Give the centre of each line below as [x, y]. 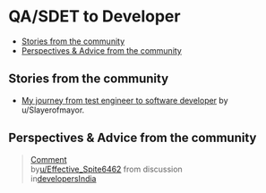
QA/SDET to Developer [94, 17]
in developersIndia [63, 178]
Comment [48, 159]
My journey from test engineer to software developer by [124, 100]
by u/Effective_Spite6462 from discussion [106, 169]
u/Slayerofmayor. [53, 110]
